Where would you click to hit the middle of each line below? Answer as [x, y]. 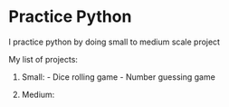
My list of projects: [43, 59]
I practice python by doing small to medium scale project [114, 42]
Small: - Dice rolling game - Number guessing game [119, 77]
